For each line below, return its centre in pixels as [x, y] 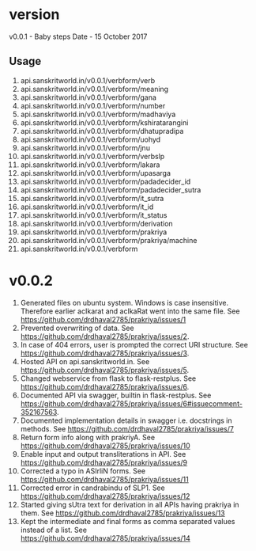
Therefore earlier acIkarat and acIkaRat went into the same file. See [130, 311]
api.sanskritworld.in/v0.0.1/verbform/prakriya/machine [109, 240]
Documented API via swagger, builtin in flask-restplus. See [116, 395]
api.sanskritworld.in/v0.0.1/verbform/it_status [94, 215]
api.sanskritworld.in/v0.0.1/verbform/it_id [87, 207]
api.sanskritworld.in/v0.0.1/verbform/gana [88, 97]
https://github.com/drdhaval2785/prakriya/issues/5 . [105, 370]
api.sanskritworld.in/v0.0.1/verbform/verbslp [92, 156]
